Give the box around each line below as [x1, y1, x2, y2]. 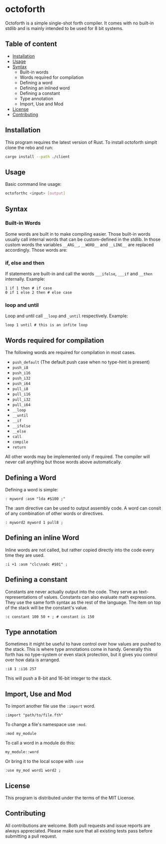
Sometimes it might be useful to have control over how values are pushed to [5, 641, 161, 647]
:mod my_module [5, 731, 37, 736]
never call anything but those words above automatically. [5, 459, 122, 465]
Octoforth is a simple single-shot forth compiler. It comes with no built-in [5, 20, 154, 26]
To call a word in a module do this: [5, 740, 76, 746]
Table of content [5, 40, 57, 48]
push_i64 [12, 381, 31, 387]
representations [5, 594, 38, 600]
